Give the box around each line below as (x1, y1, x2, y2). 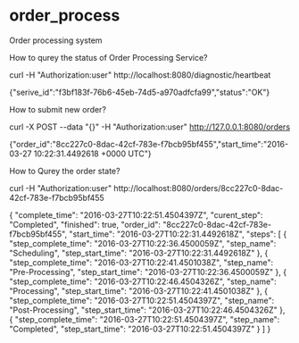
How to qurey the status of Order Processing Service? (9, 52, 208, 63)
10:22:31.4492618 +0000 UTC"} (33, 148, 152, 159)
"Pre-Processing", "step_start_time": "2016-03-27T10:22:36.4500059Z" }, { (9, 266, 287, 277)
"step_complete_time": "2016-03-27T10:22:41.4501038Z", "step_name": (9, 256, 274, 268)
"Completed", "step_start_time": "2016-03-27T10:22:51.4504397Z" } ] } (9, 323, 271, 334)
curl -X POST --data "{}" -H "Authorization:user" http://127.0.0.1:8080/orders (9, 121, 291, 132)
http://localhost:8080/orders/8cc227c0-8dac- (113, 182, 284, 193)
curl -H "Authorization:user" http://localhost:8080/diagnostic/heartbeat (9, 69, 271, 80)
